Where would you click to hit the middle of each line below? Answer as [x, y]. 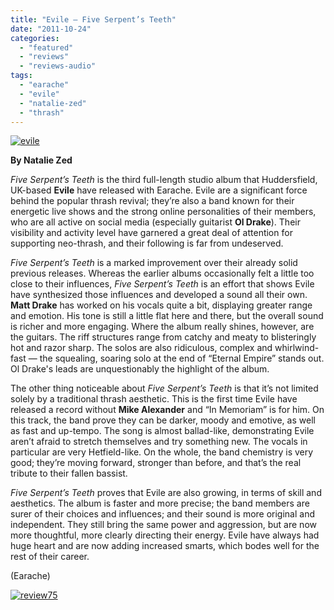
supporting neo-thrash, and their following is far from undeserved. [147, 243]
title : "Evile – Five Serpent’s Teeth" [93, 19]
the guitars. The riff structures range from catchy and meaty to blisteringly [163, 337]
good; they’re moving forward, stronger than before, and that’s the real [156, 463]
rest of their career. [50, 557]
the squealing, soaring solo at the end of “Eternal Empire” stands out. [182, 358]
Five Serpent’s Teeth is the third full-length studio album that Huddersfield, [164, 180]
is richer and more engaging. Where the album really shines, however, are [162, 327]
